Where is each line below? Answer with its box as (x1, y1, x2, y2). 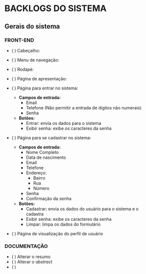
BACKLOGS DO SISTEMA (4, 3, 107, 14)
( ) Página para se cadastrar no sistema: (11, 135, 91, 140)
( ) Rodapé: (11, 66, 34, 72)
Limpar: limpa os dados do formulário (26, 221, 101, 227)
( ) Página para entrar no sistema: (11, 85, 78, 91)
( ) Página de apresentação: (11, 76, 67, 81)
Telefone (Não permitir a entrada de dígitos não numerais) (26, 105, 142, 110)
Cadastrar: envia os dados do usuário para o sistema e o (26, 206, 139, 212)
